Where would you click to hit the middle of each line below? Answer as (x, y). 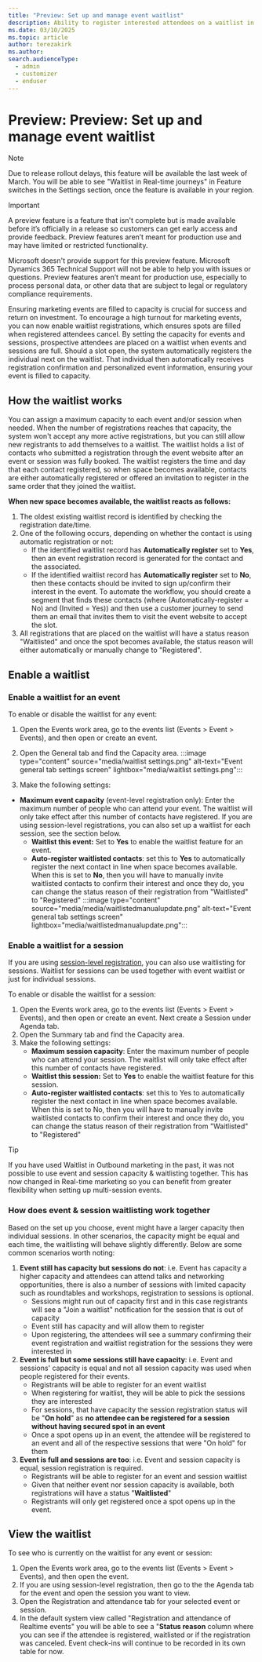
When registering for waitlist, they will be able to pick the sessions (138, 1393)
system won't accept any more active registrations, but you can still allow (127, 436)
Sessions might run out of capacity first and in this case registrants (140, 1301)
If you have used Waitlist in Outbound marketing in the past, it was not (121, 1165)
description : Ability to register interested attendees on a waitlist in (131, 23)
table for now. (42, 1652)
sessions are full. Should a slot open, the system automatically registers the (130, 351)
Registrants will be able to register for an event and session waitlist (139, 1476)
